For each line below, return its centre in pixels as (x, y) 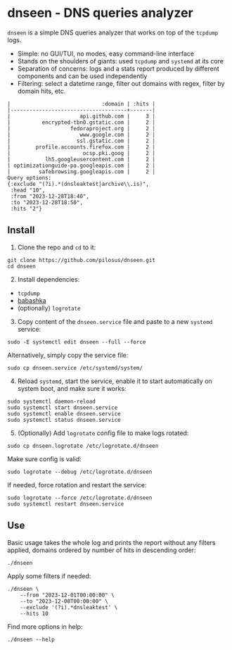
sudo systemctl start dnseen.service (63, 407)
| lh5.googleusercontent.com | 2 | (82, 159)
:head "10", (28, 190)
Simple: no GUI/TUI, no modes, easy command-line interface (106, 54)
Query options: (30, 177)
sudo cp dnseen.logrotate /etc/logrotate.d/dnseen (83, 446)
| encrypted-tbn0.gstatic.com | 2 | (82, 122)
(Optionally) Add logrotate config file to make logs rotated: (103, 433)
